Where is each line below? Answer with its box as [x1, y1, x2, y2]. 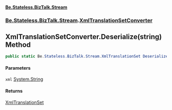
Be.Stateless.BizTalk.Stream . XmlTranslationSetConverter [5, 17, 153, 24]
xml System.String [5, 76, 44, 82]
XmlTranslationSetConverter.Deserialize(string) [5, 32, 162, 41]
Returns [5, 88, 23, 94]
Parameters [5, 65, 31, 71]
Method [5, 40, 31, 49]
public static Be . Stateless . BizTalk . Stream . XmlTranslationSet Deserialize [5, 54, 168, 59]
